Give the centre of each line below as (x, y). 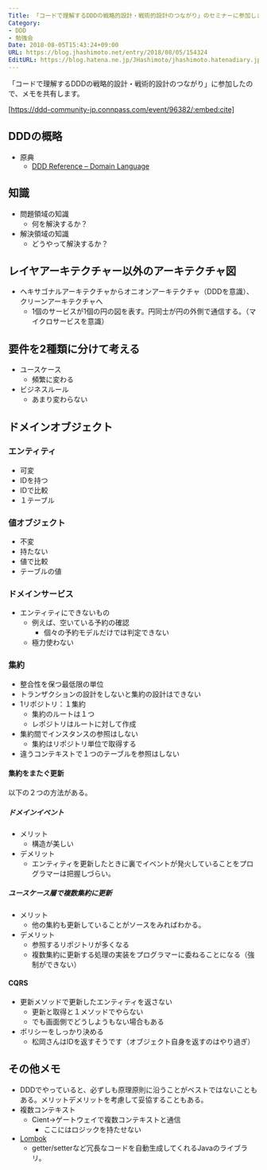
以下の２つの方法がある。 (50, 792)
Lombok (33, 1138)
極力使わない (52, 643)
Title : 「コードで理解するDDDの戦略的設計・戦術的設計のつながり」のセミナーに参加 (130, 16)
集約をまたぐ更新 (36, 773)
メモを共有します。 (53, 93)
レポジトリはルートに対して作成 (84, 724)
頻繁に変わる (52, 379)
